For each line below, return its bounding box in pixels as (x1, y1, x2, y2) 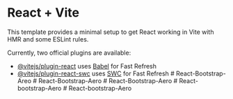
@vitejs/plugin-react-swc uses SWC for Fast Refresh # (17, 69, 175, 78)
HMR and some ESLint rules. (7, 35, 89, 43)
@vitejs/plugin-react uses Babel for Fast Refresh (17, 62, 157, 70)
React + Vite (7, 5, 80, 21)
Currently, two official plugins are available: (7, 48, 131, 57)
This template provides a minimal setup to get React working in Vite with (7, 28, 214, 36)
